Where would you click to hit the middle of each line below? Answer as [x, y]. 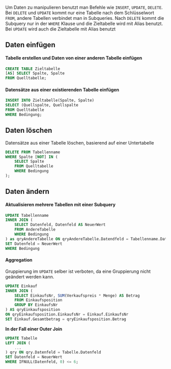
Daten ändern [27, 192]
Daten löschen [29, 131]
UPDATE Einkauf [21, 286]
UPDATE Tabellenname [27, 215]
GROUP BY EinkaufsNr [36, 305]
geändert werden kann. [30, 276]
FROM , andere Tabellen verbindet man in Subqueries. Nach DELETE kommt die [85, 18]
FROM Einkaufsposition [38, 300]
